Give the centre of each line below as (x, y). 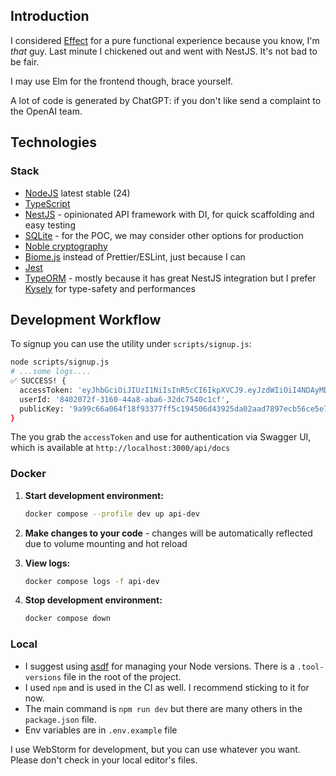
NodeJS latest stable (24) (77, 193)
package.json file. (60, 719)
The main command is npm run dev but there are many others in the (163, 708)
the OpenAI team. (46, 111)
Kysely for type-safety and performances (110, 288)
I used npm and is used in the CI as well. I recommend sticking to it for (167, 687)
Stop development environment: (93, 600)
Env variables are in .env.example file (101, 730)
